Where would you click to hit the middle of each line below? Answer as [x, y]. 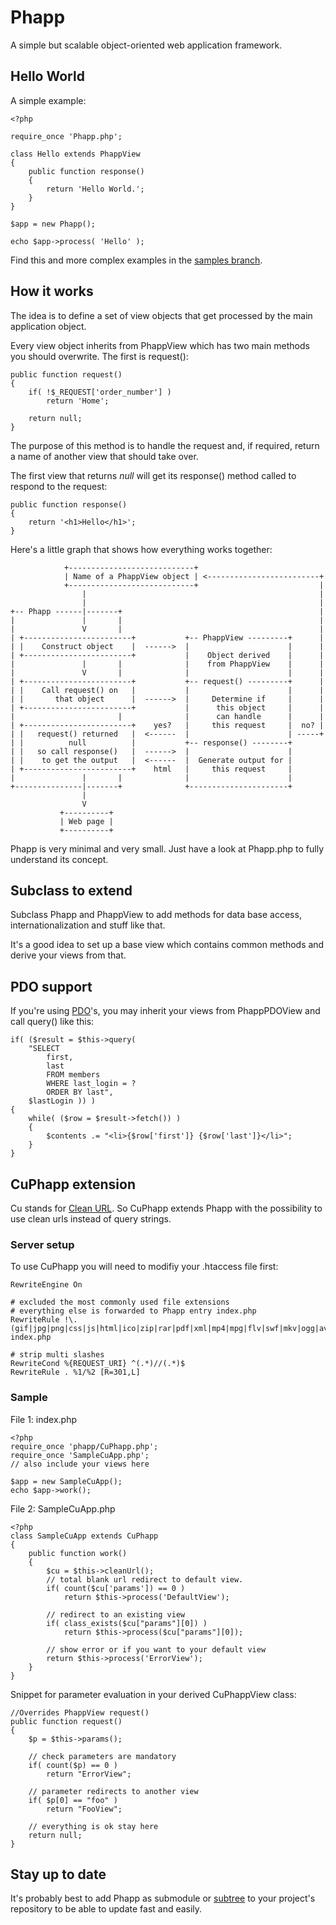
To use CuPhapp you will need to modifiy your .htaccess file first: [144, 1267]
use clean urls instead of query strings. [91, 1219]
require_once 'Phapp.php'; [66, 136]
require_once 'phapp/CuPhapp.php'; [84, 1446]
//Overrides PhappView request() [80, 1712]
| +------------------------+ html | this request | [151, 769]
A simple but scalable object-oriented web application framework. [146, 45]
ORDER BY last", [80, 1092]
